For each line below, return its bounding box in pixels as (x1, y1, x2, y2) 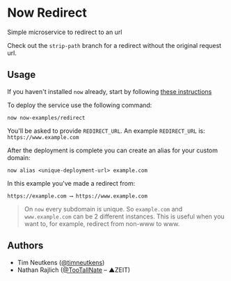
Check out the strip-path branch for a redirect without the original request (7, 41, 221, 49)
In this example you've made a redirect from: (7, 179, 136, 187)
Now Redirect (7, 5, 87, 21)
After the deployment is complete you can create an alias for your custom (7, 146, 218, 154)
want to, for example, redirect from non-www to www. (24, 219, 180, 227)
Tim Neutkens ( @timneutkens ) (17, 258, 105, 266)
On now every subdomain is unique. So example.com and (24, 204, 183, 213)
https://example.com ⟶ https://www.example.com (7, 193, 148, 200)
